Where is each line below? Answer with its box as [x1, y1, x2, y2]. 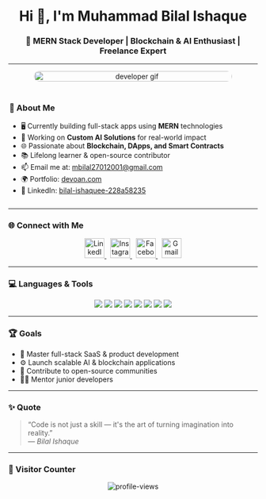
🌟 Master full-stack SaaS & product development [19, 349, 180, 359]
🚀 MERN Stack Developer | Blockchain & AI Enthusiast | [25, 36, 241, 47]
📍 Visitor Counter [8, 463, 76, 474]
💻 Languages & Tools [8, 278, 93, 289]
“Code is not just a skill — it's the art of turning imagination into [27, 420, 234, 429]
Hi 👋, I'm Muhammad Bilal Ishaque [18, 7, 248, 25]
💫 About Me [9, 102, 55, 113]
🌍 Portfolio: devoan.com [21, 174, 102, 183]
